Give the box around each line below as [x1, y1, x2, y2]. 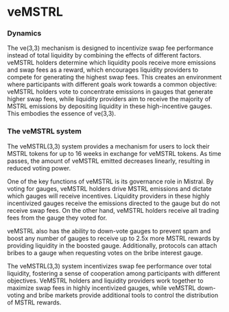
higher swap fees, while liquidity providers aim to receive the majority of [7, 95, 211, 103]
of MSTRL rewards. [7, 298, 62, 307]
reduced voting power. [7, 164, 71, 172]
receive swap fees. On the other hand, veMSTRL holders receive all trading [7, 206, 219, 214]
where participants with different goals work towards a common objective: [7, 80, 217, 89]
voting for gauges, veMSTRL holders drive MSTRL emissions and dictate [7, 184, 212, 192]
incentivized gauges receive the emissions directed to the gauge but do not [7, 199, 221, 207]
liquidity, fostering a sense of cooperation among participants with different [7, 269, 221, 277]
